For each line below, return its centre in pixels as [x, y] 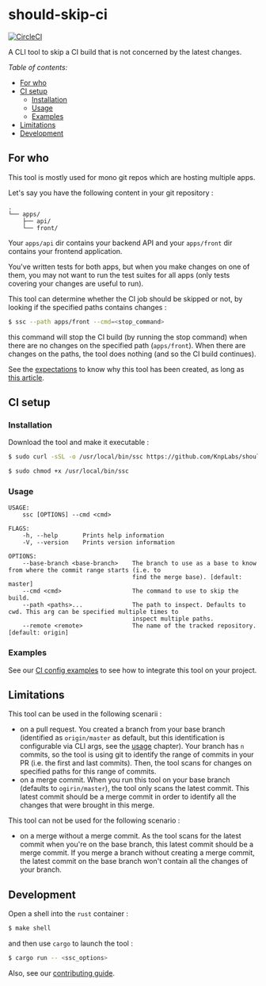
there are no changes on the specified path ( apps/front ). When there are [127, 345]
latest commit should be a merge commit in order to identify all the [128, 797]
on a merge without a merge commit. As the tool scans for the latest [130, 836]
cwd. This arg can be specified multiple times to [93, 612]
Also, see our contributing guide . [62, 973]
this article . [27, 378]
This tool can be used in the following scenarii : [85, 714]
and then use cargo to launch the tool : [70, 944]
